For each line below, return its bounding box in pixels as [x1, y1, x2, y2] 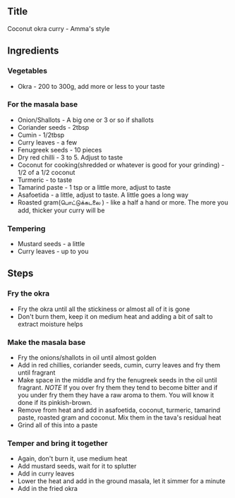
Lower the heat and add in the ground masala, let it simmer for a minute [17, 477, 226, 485]
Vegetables [7, 66, 48, 76]
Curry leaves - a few [17, 138, 78, 147]
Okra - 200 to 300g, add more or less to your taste [17, 82, 165, 90]
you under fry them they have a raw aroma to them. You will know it [17, 391, 215, 399]
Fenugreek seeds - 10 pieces [17, 145, 102, 154]
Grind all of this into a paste [17, 421, 98, 430]
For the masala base [7, 99, 78, 109]
